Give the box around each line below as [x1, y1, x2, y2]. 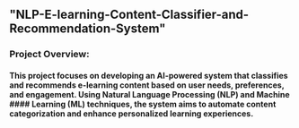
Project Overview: [9, 48, 90, 61]
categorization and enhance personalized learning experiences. [9, 107, 254, 119]
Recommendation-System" [9, 21, 166, 37]
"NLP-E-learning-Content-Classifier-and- [9, 7, 250, 22]
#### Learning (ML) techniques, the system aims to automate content [9, 98, 277, 109]
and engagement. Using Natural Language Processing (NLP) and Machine [9, 89, 290, 99]
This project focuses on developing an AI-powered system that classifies [9, 70, 289, 81]
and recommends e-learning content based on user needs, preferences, [9, 80, 285, 90]
